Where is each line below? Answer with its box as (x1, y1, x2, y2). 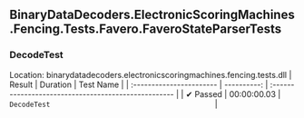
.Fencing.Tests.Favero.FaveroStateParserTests (9, 22, 282, 37)
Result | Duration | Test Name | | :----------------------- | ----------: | (9, 79, 269, 90)
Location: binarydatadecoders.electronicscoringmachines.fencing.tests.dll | (9, 69, 292, 80)
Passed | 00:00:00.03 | (194, 88, 281, 99)
